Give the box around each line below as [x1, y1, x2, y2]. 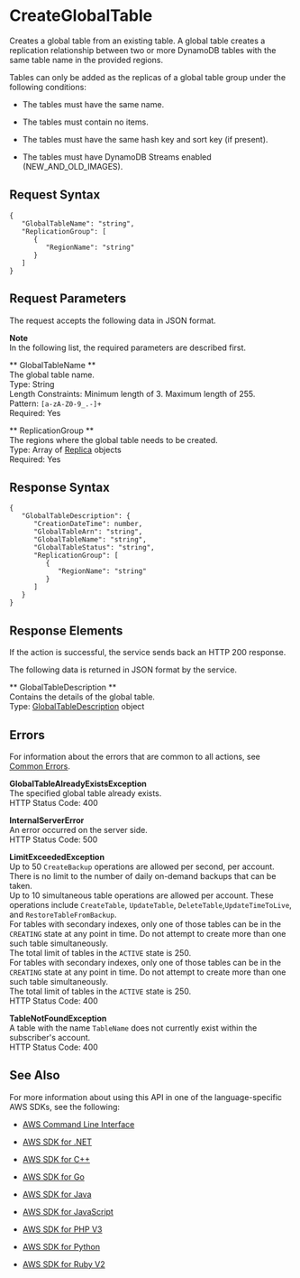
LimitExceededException [9, 852, 105, 862]
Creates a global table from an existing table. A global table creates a [9, 35, 266, 46]
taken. [9, 881, 33, 891]
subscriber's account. [9, 1033, 91, 1042]
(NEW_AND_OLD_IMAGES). [22, 161, 123, 171]
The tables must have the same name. [22, 98, 165, 109]
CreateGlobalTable [9, 5, 153, 26]
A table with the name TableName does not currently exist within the [9, 1023, 258, 1033]
